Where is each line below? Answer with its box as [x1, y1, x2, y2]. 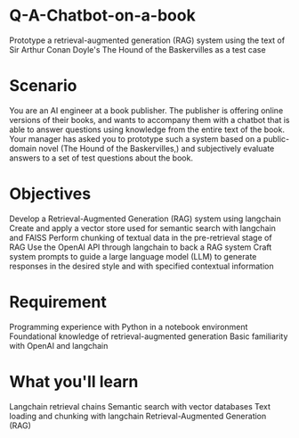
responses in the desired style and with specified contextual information [9, 260, 274, 271]
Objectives [9, 184, 92, 204]
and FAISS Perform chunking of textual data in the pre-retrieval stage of [9, 232, 273, 243]
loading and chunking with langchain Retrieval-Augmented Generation [9, 410, 267, 421]
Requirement [9, 292, 107, 312]
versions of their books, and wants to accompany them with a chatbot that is [9, 114, 290, 125]
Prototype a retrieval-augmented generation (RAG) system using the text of [9, 35, 286, 45]
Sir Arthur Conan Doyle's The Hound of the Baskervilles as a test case [9, 44, 266, 54]
